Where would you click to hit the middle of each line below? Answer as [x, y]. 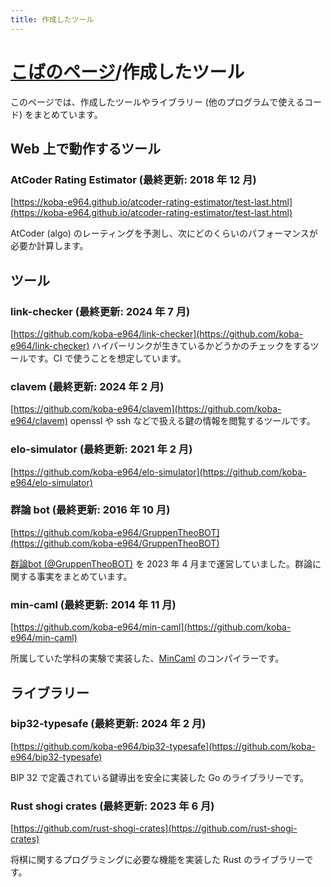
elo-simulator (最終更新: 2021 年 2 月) [101, 449]
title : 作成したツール [52, 19]
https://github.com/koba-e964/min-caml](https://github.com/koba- [152, 627]
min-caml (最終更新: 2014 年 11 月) [93, 604]
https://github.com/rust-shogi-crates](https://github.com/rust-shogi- [155, 828]
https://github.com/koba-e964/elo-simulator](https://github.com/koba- [160, 472]
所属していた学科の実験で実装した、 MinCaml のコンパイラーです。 [147, 658]
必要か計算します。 [49, 246]
